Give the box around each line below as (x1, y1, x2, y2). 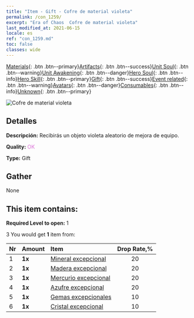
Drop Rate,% (117, 245, 153, 253)
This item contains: (6, 204, 78, 214)
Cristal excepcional (50, 303, 104, 311)
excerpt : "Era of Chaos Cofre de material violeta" (6, 19, 138, 25)
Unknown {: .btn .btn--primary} (17, 87, 92, 94)
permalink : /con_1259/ (6, 14, 62, 20)
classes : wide (6, 47, 41, 53)
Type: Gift (6, 154, 31, 161)
